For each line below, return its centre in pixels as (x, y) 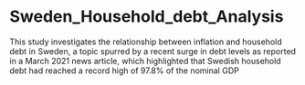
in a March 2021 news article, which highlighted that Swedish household (145, 61)
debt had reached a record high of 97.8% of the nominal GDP (124, 71)
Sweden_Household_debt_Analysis (147, 17)
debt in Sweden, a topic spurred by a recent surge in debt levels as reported (153, 51)
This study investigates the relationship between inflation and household (146, 42)
